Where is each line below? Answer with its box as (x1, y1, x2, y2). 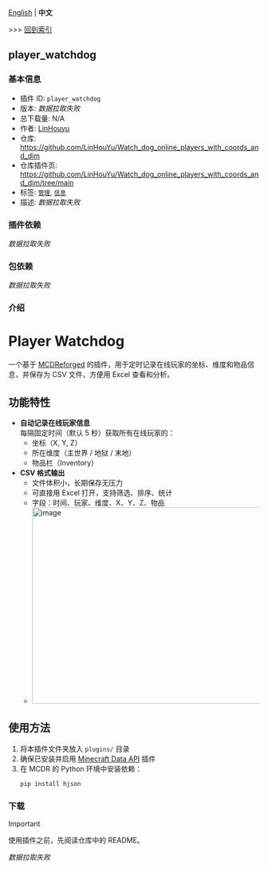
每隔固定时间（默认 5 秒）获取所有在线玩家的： (19, 427, 175, 438)
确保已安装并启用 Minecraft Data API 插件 (19, 754, 156, 764)
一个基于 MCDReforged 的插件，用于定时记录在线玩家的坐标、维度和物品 (8, 359, 248, 370)
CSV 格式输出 (19, 467, 65, 478)
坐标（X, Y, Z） (31, 438, 82, 447)
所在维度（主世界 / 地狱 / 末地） (31, 447, 136, 458)
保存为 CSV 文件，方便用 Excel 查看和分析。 (29, 370, 174, 379)
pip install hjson (19, 780, 81, 788)
